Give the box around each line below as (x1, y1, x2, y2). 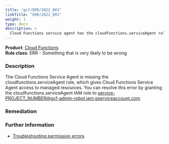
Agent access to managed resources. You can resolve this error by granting (5, 85, 162, 91)
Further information (5, 121, 54, 128)
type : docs (5, 21, 28, 27)
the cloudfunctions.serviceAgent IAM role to (5, 90, 97, 96)
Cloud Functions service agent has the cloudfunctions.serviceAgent (10, 31, 156, 36)
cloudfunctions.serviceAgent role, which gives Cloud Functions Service (5, 79, 153, 86)
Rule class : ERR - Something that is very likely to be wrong (5, 50, 127, 56)
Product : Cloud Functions (5, 45, 59, 50)
